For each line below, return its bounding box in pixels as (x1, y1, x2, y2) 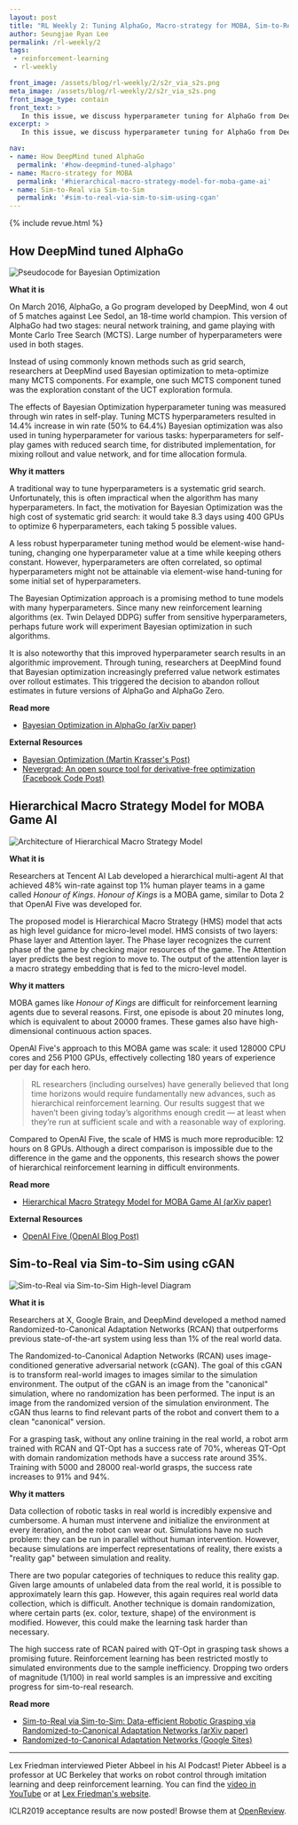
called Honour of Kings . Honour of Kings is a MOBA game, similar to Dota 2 (9, 889, 285, 900)
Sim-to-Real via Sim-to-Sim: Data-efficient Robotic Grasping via (21, 1715, 256, 1726)
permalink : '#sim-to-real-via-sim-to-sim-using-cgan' (17, 193, 220, 202)
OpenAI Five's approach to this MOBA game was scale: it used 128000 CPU (9, 1043, 286, 1053)
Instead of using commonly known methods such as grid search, (9, 356, 246, 366)
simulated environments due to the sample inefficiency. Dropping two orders (9, 1662, 289, 1672)
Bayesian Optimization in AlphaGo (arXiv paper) (21, 719, 197, 730)
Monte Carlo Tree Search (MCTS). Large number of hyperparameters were (9, 329, 283, 340)
